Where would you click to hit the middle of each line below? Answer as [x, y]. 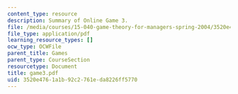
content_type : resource [42, 14]
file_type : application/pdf [49, 34]
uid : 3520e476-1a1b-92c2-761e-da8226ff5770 [73, 80]
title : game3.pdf [33, 73]
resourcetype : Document [42, 66]
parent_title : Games [38, 54]
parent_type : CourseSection [49, 60]
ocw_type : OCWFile [34, 47]
